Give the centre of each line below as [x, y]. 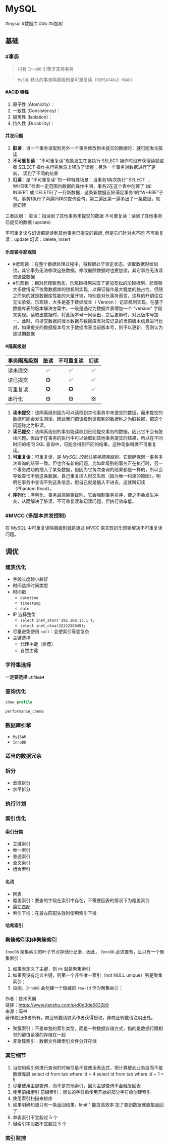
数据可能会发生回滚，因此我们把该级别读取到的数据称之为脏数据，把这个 [88, 419]
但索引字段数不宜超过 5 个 [39, 1124]
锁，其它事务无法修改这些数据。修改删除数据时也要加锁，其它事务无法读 [88, 270]
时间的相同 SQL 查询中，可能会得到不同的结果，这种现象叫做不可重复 [84, 445]
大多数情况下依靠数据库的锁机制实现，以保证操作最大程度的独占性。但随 [88, 289]
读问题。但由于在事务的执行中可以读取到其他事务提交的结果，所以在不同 [88, 438]
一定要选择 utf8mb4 [25, 677]
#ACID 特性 [17, 92]
